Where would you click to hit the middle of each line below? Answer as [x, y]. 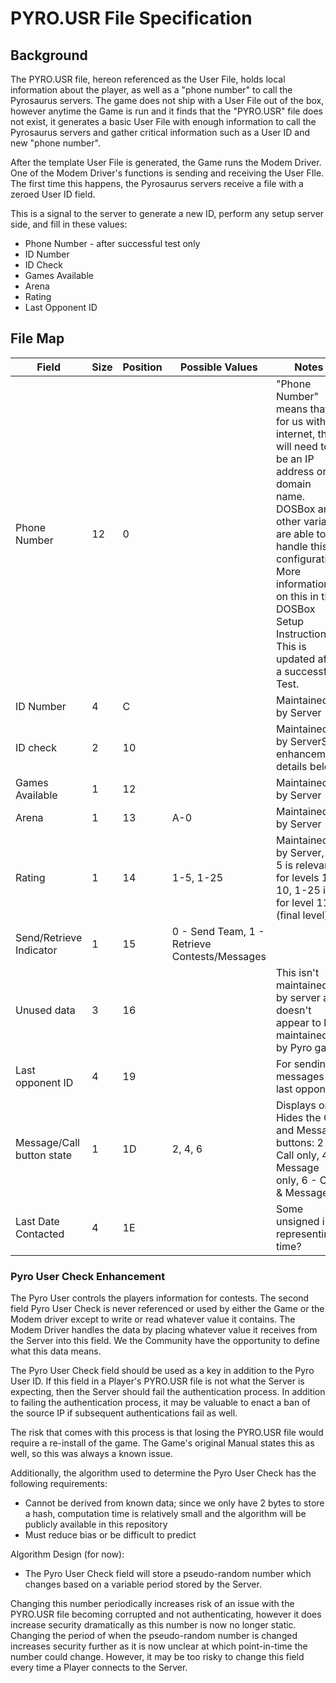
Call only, [297, 1155]
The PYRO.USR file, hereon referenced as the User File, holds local [148, 79]
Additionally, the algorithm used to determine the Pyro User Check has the [163, 1473]
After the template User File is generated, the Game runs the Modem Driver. [166, 162]
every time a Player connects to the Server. [99, 1668]
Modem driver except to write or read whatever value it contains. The [153, 1319]
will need [296, 446]
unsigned [297, 1221]
